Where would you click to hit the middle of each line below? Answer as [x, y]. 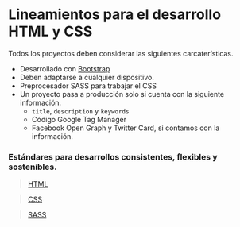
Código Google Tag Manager [79, 119]
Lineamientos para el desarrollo [114, 15]
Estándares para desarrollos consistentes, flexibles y [113, 156]
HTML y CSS [50, 31]
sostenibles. [33, 167]
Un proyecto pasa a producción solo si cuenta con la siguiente [122, 94]
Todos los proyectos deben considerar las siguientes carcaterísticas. [121, 53]
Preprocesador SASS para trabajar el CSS [88, 86]
